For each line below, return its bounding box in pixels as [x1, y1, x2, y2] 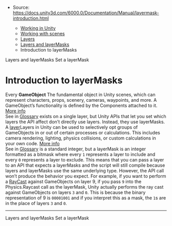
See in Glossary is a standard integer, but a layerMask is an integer [5, 146, 146, 152]
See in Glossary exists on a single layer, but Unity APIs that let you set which [5, 113, 166, 119]
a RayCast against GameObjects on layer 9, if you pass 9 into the [5, 178, 142, 185]
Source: [12, 5, 30, 10]
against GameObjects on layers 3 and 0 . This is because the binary [5, 189, 146, 195]
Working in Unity [20, 25, 56, 31]
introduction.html [12, 15, 49, 21]
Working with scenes [20, 31, 65, 36]
